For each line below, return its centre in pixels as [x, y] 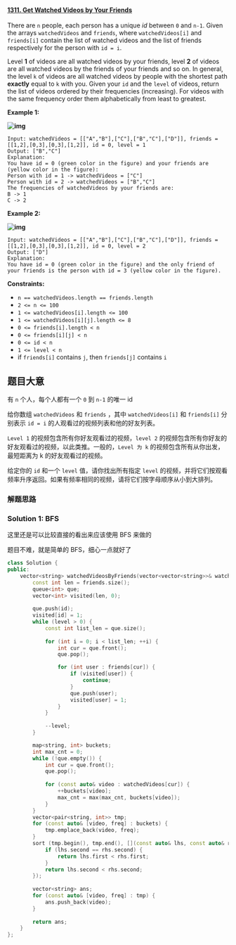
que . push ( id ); [53, 609]
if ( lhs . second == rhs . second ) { [93, 850]
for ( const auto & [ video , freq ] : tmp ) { [94, 896]
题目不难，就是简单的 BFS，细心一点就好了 [70, 550]
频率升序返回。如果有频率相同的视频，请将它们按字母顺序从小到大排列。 [112, 480]
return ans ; [50, 922]
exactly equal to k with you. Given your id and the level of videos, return [113, 84]
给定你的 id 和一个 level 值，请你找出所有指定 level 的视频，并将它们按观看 [118, 470]
